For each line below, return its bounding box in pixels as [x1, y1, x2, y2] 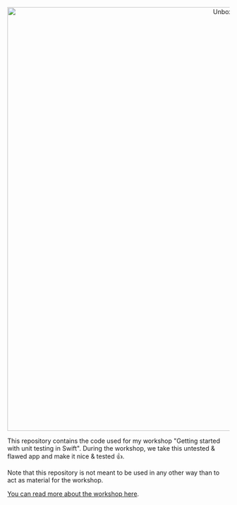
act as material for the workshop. [7, 476, 104, 484]
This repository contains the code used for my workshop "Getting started [7, 436, 221, 445]
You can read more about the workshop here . [7, 489, 140, 498]
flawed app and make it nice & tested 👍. [7, 452, 125, 461]
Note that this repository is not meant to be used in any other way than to [7, 468, 220, 477]
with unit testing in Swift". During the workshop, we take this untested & [7, 444, 215, 452]
